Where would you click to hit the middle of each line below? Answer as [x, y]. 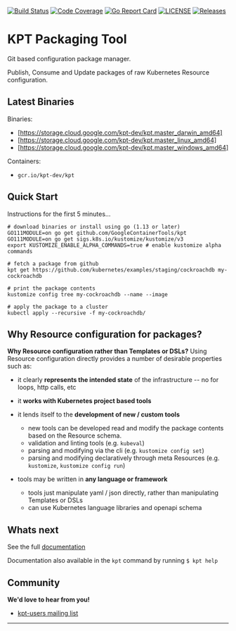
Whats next [33, 530]
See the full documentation [46, 547]
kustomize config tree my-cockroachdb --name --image [88, 294]
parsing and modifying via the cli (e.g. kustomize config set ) [116, 451]
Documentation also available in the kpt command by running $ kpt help [113, 561]
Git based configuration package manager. [69, 58]
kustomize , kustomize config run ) [77, 466]
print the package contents [55, 288]
